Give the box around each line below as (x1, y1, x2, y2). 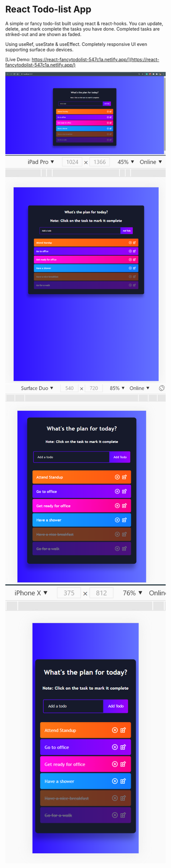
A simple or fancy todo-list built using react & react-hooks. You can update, (5, 20, 163, 26)
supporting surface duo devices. (5, 46, 74, 52)
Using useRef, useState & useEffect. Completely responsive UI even (5, 41, 148, 47)
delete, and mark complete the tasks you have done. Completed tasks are (5, 25, 160, 32)
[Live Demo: (5, 56, 31, 62)
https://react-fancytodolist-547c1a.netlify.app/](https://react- (32, 56, 159, 62)
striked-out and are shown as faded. (5, 31, 81, 37)
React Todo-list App (5, 4, 92, 15)
